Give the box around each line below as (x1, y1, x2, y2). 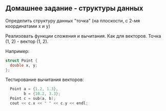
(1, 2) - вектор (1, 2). (5, 38, 49, 44)
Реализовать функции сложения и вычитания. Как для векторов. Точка (5, 33, 161, 39)
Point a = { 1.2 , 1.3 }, (10, 87, 58, 92)
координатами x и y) (5, 23, 50, 29)
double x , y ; (10, 63, 38, 68)
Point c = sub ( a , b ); (10, 96, 56, 101)
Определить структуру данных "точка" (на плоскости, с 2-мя (5, 17, 140, 23)
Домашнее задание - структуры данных (5, 4, 143, 13)
